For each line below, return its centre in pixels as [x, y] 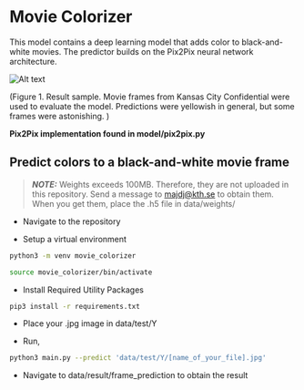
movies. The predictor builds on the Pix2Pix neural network [142, 51]
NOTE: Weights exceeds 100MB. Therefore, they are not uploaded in [160, 184]
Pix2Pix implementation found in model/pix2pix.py [107, 133]
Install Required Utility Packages [83, 290]
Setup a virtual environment [75, 239]
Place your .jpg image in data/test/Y [90, 323]
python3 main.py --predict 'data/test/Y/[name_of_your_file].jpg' [138, 358]
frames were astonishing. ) [60, 116]
